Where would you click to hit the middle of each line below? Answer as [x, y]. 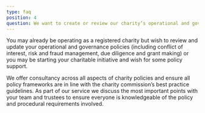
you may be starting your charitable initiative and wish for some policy [95, 60]
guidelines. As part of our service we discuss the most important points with [102, 91]
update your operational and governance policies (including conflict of [95, 47]
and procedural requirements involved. [55, 104]
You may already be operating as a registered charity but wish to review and [102, 41]
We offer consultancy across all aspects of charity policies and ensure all [98, 78]
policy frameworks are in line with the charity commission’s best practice [98, 84]
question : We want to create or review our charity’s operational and [98, 23]
